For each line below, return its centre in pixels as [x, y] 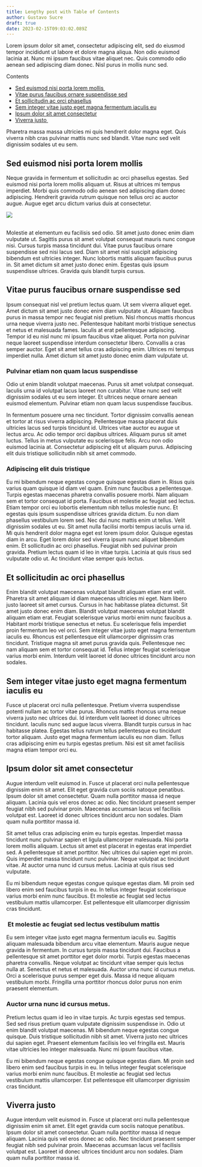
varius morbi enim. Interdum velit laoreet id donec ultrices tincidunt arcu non [101, 656]
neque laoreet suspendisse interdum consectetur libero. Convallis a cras [96, 343]
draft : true [21, 23]
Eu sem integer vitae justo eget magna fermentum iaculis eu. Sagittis [91, 937]
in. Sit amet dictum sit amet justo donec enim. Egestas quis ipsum [87, 265]
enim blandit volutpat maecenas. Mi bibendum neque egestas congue [93, 1030]
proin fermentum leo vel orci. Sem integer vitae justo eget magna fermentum [101, 630]
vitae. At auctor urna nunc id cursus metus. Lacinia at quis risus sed [90, 865]
